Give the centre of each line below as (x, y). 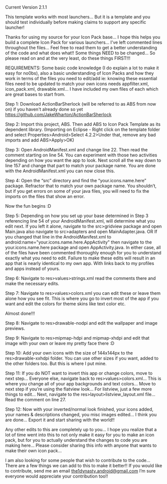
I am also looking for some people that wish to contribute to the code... (78, 460)
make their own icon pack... (34, 451)
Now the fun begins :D (28, 206)
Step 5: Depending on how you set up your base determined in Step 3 (77, 216)
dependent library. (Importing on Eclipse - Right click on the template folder (83, 129)
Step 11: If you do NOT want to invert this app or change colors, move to (79, 373)
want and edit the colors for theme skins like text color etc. (65, 304)
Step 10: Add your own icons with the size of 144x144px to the (69, 353)
